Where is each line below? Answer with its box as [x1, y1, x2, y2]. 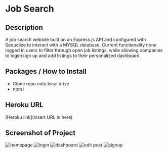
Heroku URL [5, 100, 44, 109]
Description [5, 23, 43, 32]
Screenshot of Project [5, 129, 76, 137]
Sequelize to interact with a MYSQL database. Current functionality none [5, 42, 157, 48]
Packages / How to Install [5, 67, 87, 76]
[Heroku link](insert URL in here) [5, 114, 73, 120]
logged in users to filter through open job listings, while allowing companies [5, 47, 163, 53]
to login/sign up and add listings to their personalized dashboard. [5, 53, 141, 59]
